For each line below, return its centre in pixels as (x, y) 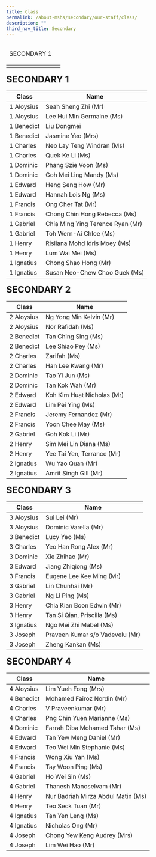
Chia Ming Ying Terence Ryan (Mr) (94, 224)
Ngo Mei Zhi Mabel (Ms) (79, 625)
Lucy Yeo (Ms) (66, 537)
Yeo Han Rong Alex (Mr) (79, 547)
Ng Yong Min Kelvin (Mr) (80, 317)
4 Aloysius (24, 689)
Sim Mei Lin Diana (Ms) (78, 444)
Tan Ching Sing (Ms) (74, 337)
